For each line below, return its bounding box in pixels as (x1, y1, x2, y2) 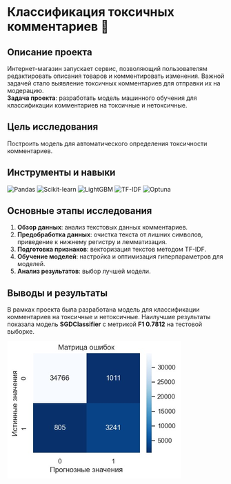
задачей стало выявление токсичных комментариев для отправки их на (7, 79, 221, 87)
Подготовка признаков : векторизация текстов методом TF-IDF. (17, 245, 207, 254)
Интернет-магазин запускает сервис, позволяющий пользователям (7, 65, 208, 72)
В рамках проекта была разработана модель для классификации (7, 305, 200, 314)
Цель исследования (7, 121, 99, 133)
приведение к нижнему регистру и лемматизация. (17, 238, 168, 246)
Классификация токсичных (7, 4, 174, 20)
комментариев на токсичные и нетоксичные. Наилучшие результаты (7, 313, 211, 321)
